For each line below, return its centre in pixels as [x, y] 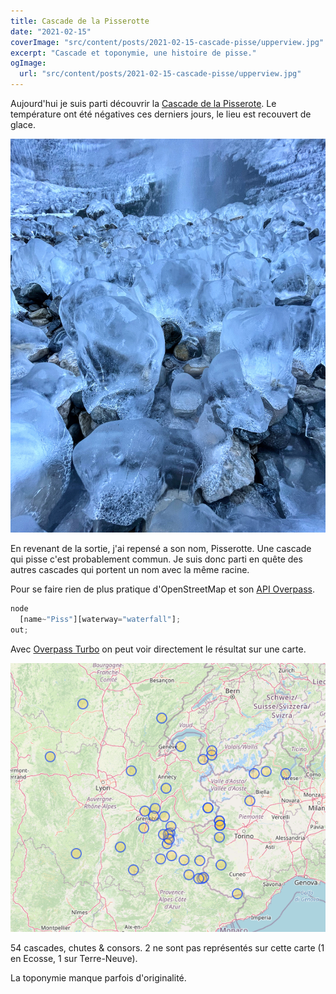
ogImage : [28, 63]
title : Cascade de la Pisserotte [80, 21]
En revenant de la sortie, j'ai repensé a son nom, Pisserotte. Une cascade [161, 549]
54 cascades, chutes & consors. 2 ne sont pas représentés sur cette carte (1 [167, 947]
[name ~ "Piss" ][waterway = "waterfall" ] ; [100, 620]
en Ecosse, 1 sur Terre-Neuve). [74, 958]
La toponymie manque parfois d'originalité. [98, 977]
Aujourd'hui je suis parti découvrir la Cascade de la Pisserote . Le [143, 103]
